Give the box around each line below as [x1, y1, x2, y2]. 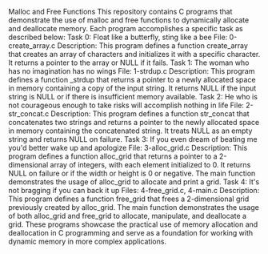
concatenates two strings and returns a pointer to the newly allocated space [8, 118, 260, 127]
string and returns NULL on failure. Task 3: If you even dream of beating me [8, 135, 258, 143]
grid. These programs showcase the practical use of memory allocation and [8, 220, 258, 229]
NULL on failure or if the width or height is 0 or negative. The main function [8, 168, 256, 178]
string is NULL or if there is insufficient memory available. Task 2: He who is [8, 92, 258, 101]
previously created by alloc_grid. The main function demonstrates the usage [8, 203, 260, 212]
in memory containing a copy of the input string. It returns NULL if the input [8, 83, 257, 93]
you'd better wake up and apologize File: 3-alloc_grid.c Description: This [8, 143, 248, 152]
